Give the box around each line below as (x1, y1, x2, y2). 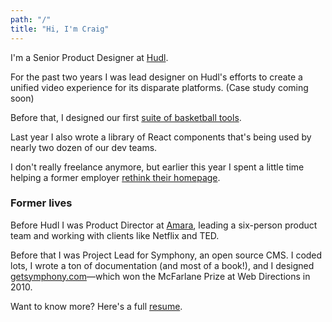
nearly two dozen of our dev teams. (10, 141, 158, 153)
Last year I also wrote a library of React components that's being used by (10, 131, 312, 143)
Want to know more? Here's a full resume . (10, 300, 183, 312)
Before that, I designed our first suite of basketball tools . (10, 111, 242, 123)
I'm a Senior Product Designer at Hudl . (10, 51, 169, 63)
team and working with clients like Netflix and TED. (10, 229, 220, 241)
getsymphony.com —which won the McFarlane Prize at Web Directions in (10, 270, 311, 282)
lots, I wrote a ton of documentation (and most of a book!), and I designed (10, 259, 315, 271)
